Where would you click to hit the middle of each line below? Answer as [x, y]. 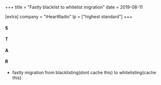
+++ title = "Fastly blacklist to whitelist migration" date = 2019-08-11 [74, 7]
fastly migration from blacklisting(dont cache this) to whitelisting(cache [84, 72]
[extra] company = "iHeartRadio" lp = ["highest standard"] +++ [69, 16]
